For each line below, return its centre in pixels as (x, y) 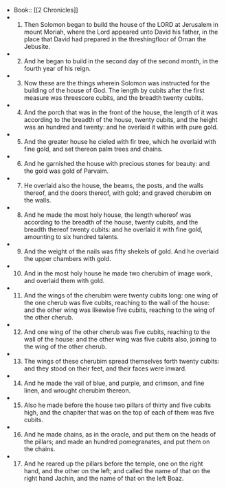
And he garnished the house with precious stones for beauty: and (117, 164)
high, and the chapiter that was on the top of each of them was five (119, 412)
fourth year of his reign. (57, 69)
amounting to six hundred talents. (71, 237)
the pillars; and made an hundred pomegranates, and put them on (117, 441)
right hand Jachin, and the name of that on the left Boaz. (104, 478)
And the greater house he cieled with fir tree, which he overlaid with (120, 142)
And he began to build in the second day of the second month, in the (121, 61)
